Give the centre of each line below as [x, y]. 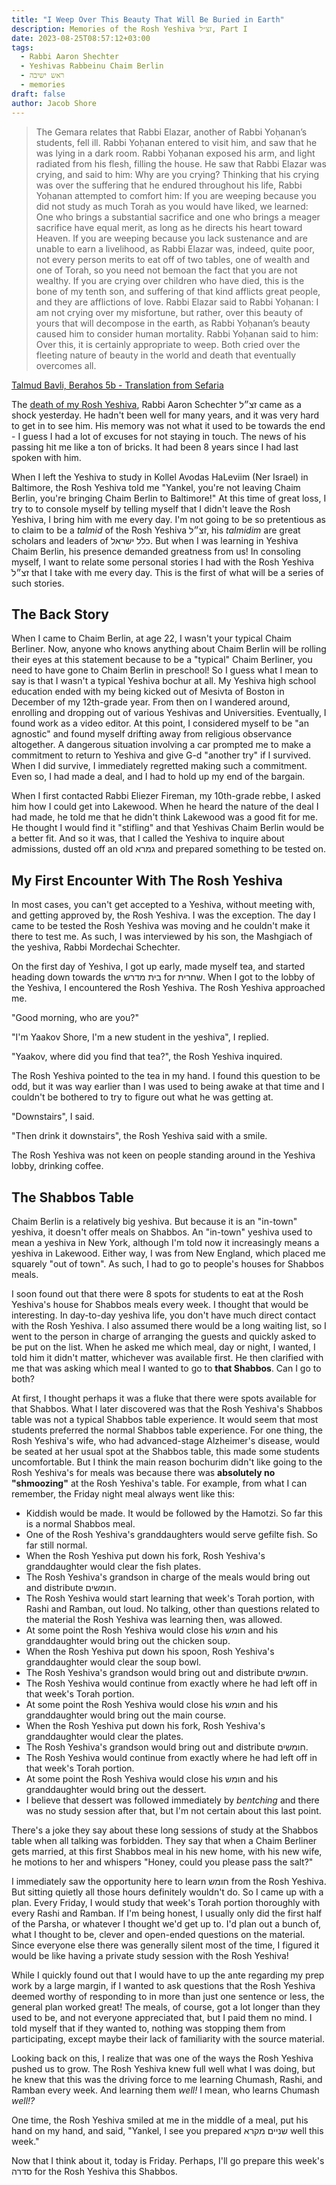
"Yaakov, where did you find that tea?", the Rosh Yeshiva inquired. [147, 1057]
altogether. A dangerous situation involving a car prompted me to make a [161, 745]
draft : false [38, 94]
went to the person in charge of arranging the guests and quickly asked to [164, 1336]
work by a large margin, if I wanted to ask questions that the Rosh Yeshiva [163, 1985]
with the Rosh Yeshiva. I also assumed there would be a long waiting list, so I [169, 1325]
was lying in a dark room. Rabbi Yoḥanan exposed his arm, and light [175, 153]
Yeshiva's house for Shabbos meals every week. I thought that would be [160, 1304]
